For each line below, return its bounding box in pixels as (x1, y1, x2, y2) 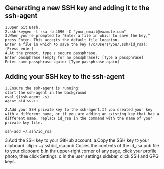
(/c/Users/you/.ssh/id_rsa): (88, 42, 148, 47)
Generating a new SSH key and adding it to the (5, 4, 150, 12)
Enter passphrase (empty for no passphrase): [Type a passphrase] (5, 55, 144, 60)
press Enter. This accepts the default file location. (5, 37, 120, 42)
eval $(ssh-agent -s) (5, 94, 50, 99)
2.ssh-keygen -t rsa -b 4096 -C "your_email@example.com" (5, 29, 126, 34)
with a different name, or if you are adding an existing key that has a (5, 111, 160, 116)
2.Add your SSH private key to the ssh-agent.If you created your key (5, 107, 153, 112)
